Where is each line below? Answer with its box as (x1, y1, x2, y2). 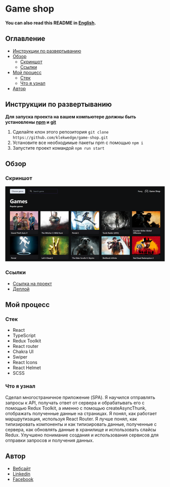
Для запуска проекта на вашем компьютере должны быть (5, 113, 137, 119)
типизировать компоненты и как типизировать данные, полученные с (5, 421, 157, 427)
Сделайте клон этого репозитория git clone (12, 128, 109, 135)
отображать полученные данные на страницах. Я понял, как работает (5, 410, 157, 416)
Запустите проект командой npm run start (12, 145, 105, 151)
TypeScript (12, 332, 36, 339)
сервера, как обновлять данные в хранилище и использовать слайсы (5, 426, 156, 432)
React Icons (12, 360, 38, 366)
